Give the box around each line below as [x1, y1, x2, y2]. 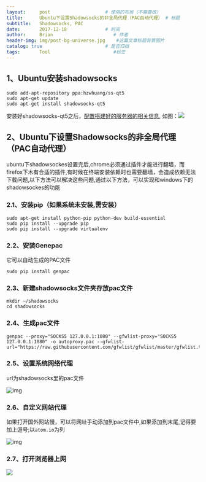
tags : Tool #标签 [6, 49, 126, 55]
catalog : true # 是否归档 [6, 44, 129, 50]
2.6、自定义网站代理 [6, 403, 67, 411]
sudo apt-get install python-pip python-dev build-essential [6, 215, 166, 221]
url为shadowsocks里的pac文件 [6, 374, 85, 381]
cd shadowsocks [6, 303, 45, 310]
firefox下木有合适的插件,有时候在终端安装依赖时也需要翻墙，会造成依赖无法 [6, 168, 196, 176]
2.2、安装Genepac [6, 241, 63, 249]
